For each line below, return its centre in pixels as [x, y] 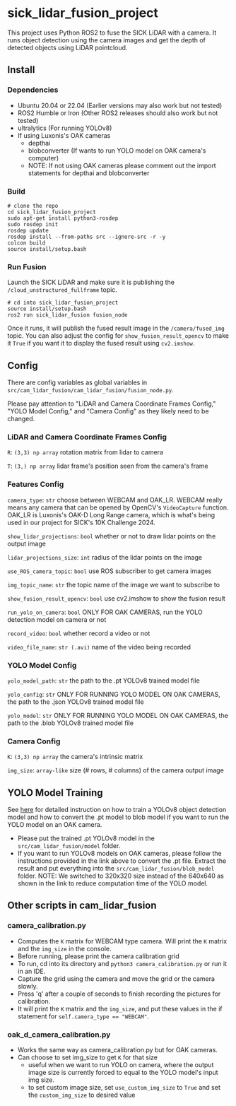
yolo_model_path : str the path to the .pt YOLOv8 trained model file [104, 681]
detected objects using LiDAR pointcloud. [67, 47]
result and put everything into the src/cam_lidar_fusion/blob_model [116, 869]
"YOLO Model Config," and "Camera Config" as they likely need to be [108, 411]
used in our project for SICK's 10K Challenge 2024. [81, 522]
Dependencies [33, 90]
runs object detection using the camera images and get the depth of [107, 40]
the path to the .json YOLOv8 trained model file [76, 702]
